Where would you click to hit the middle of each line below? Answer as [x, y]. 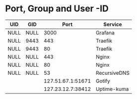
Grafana [105, 33]
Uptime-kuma [112, 89]
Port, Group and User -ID [57, 9]
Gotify [103, 81]
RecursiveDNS [113, 73]
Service [113, 24]
